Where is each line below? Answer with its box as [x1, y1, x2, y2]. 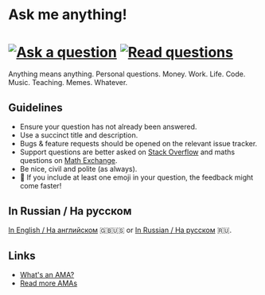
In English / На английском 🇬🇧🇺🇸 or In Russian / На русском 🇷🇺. [8, 225, 232, 235]
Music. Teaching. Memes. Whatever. [8, 78, 128, 87]
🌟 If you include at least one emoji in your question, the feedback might [19, 173, 254, 182]
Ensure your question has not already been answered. [19, 122, 197, 132]
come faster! [19, 181, 62, 191]
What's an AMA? [19, 270, 75, 279]
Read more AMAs [19, 278, 78, 288]
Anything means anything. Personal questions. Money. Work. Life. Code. [8, 69, 246, 79]
